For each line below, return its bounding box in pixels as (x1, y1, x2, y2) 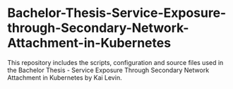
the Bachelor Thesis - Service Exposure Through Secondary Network (7, 66, 210, 74)
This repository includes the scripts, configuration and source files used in (7, 58, 224, 66)
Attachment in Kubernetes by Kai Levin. (7, 73, 122, 82)
